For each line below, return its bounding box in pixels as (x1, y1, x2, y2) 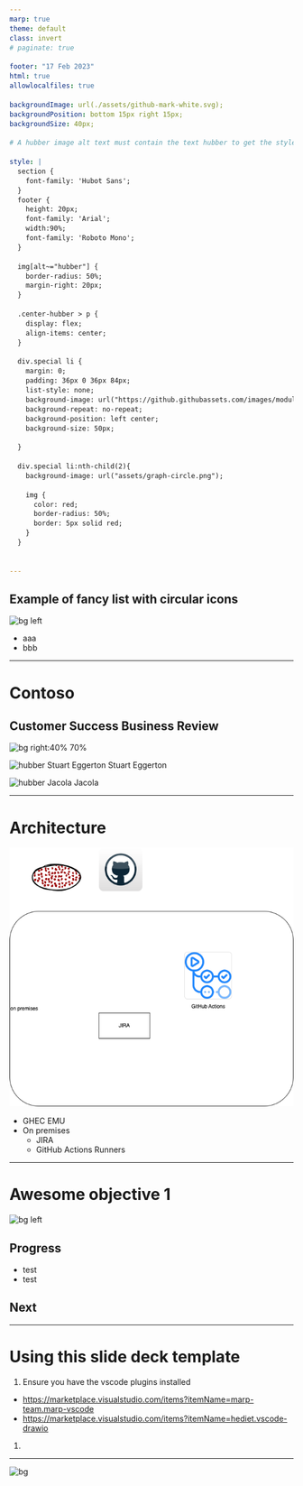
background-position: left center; (25, 414, 160, 423)
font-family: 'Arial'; (25, 215, 111, 224)
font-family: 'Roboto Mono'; (25, 234, 135, 243)
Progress (9, 1241, 61, 1256)
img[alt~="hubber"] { (17, 262, 99, 271)
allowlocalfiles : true (9, 81, 95, 90)
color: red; (32, 500, 78, 509)
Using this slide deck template (9, 1346, 241, 1367)
